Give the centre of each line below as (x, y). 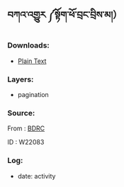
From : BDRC (26, 128)
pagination (33, 94)
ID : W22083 (26, 142)
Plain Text (32, 61)
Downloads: (28, 45)
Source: (21, 113)
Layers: (21, 79)
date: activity (36, 176)
